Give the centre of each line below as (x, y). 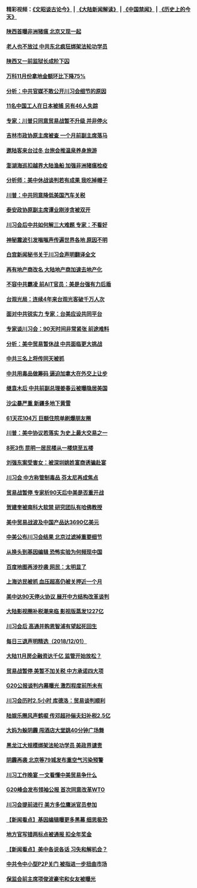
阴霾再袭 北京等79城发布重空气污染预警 (55, 760)
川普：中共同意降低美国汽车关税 (46, 195)
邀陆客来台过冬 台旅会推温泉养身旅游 (52, 150)
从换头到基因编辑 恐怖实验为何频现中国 (54, 552)
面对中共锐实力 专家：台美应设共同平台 (54, 314)
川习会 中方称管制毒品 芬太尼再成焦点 (52, 477)
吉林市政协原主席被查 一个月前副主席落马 (57, 136)
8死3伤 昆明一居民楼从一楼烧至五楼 (50, 448)
